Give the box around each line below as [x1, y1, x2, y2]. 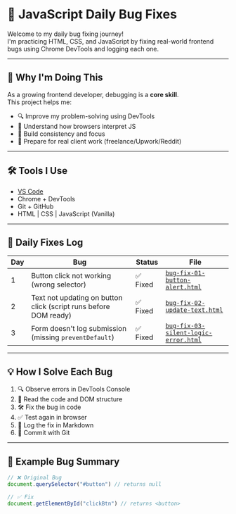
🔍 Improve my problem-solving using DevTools [17, 112, 155, 120]
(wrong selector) [31, 280, 86, 289]
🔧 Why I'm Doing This [7, 72, 103, 84]
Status [136, 257, 159, 267]
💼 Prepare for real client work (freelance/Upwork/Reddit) [17, 137, 182, 145]
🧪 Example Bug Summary [7, 456, 120, 468]
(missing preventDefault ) [31, 332, 114, 342]
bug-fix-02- [165, 299, 206, 307]
